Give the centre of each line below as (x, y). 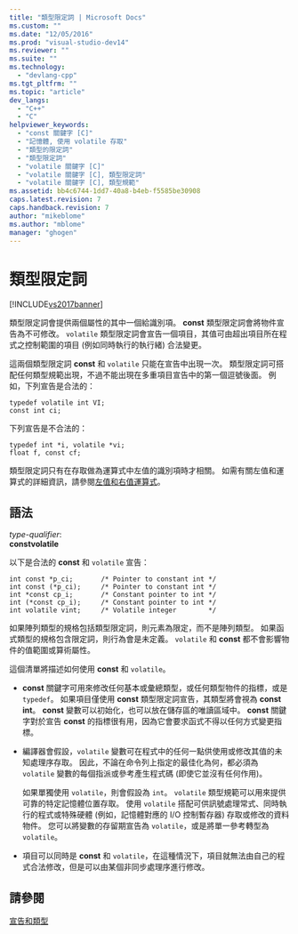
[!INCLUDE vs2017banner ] (56, 304)
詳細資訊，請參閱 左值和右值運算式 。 (99, 482)
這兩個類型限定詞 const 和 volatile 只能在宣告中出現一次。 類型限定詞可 (143, 364)
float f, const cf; (45, 453)
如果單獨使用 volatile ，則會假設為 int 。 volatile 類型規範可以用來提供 (154, 793)
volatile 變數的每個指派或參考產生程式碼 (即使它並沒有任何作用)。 (145, 774)
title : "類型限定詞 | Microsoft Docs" (78, 17)
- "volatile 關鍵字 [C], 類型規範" (78, 183)
